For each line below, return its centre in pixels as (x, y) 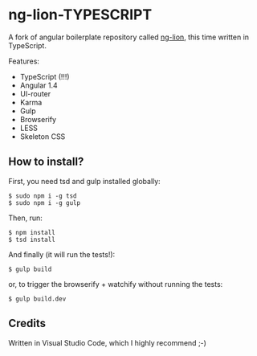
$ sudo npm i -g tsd (43, 196)
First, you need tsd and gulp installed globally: (84, 181)
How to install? (46, 162)
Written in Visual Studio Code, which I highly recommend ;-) (108, 342)
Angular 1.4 (39, 85)
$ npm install (32, 232)
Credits (27, 323)
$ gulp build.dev (37, 299)
